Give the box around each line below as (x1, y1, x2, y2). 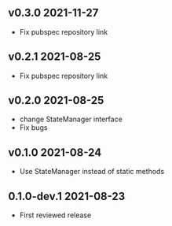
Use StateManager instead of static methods (19, 167, 165, 176)
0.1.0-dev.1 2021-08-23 (8, 189, 126, 203)
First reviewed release (19, 210, 92, 220)
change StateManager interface (19, 114, 123, 124)
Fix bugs (19, 123, 48, 132)
